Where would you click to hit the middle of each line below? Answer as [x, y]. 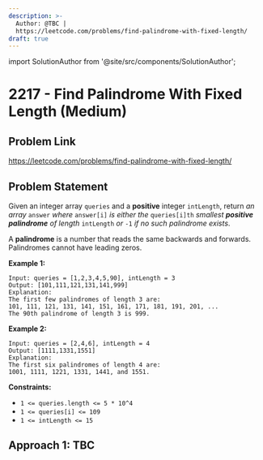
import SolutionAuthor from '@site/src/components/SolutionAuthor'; [122, 62]
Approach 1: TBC [52, 446]
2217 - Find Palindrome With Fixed [125, 95]
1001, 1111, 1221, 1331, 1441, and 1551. [79, 372]
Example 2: [28, 329]
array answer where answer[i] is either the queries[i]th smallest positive [131, 215]
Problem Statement [58, 186]
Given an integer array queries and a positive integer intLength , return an [131, 206]
